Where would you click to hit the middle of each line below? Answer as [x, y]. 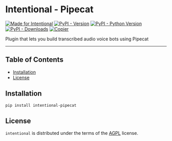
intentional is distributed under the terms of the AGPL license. [72, 133]
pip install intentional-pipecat [41, 105]
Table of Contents [35, 60]
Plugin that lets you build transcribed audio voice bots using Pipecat [77, 39]
